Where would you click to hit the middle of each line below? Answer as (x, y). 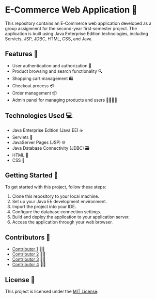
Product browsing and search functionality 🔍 (57, 71)
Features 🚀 (22, 54)
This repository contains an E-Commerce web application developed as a (78, 23)
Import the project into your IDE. (44, 207)
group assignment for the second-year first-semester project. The (71, 28)
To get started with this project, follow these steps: (56, 187)
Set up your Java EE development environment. (60, 202)
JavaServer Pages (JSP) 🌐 (39, 142)
